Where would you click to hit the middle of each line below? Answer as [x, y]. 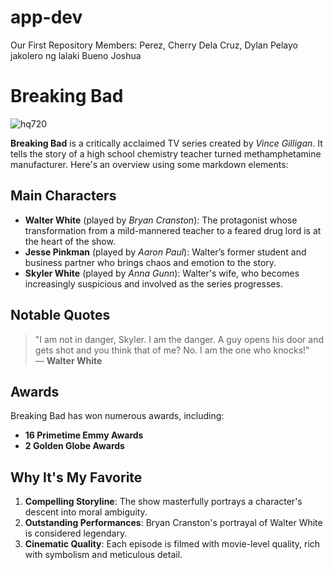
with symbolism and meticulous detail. [103, 555]
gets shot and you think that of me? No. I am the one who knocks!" [172, 350]
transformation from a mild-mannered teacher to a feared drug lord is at [173, 230]
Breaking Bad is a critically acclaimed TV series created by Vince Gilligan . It [166, 143]
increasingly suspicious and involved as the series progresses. [153, 283]
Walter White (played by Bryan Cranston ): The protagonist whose [161, 220]
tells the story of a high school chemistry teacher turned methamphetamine [166, 153]
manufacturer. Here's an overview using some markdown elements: [149, 164]
